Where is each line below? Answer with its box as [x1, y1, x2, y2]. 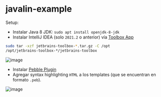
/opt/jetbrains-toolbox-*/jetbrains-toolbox [5, 48, 97, 53]
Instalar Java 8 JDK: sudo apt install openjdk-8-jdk [12, 29, 120, 35]
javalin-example [5, 3, 72, 15]
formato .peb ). [12, 77, 42, 82]
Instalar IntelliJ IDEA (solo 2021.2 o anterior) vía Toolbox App [12, 34, 134, 40]
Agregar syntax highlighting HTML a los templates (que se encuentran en [12, 72, 156, 78]
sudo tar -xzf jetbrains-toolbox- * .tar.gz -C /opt [5, 43, 110, 48]
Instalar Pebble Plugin [12, 66, 56, 72]
